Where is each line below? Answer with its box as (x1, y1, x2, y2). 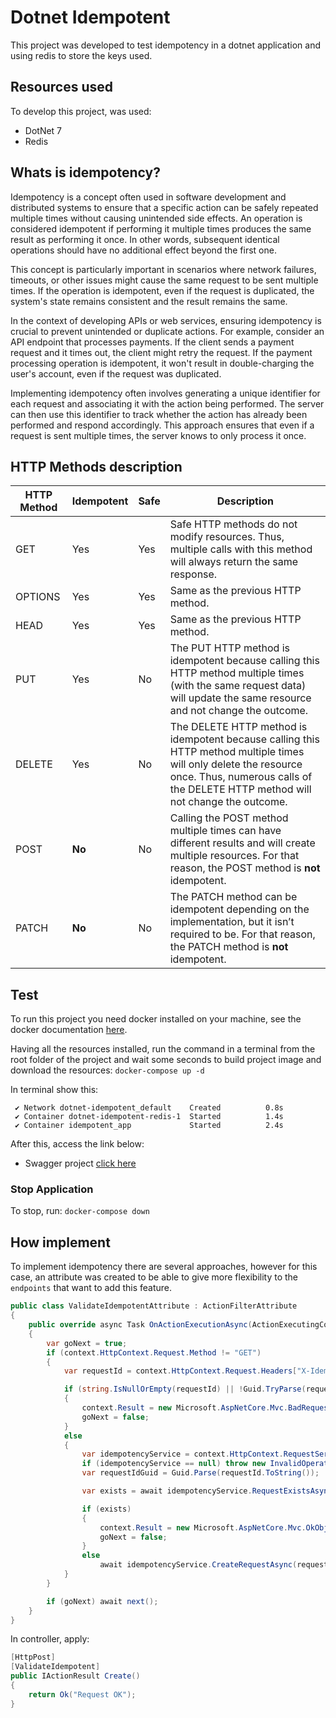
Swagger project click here (24, 1157, 137, 1170)
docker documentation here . (10, 1024, 128, 1036)
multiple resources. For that (169, 849, 300, 863)
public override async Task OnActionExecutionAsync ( (28, 1320, 253, 1330)
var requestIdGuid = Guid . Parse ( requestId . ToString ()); (81, 1468, 320, 1478)
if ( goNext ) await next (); (46, 1596, 159, 1606)
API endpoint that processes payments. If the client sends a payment (10, 336, 295, 348)
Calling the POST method (169, 811, 289, 825)
